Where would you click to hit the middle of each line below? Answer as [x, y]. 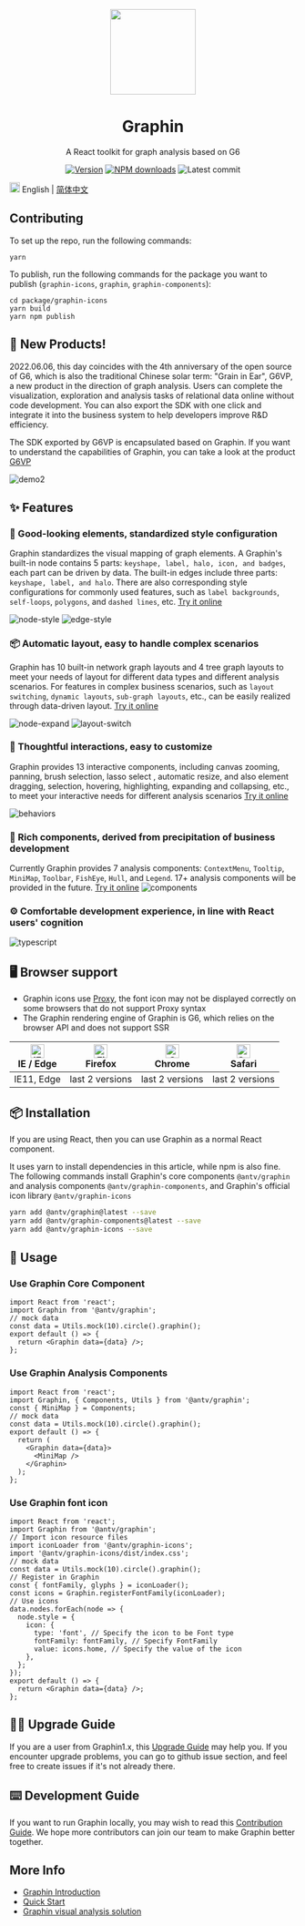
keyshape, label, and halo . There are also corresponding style [128, 582]
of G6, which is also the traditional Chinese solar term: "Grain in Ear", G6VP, [151, 376]
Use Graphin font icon [59, 1502]
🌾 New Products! [58, 345]
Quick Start [44, 1902]
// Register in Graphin [55, 1577]
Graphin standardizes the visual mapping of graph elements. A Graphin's [146, 553]
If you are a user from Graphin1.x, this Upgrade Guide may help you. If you [148, 1747]
